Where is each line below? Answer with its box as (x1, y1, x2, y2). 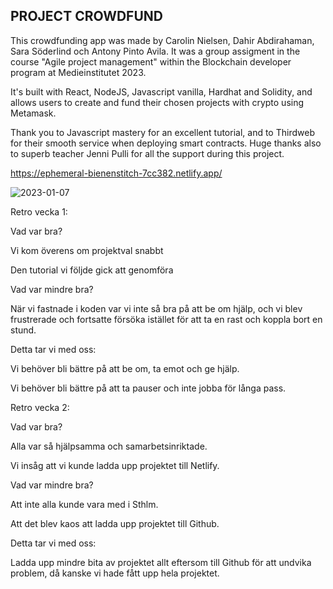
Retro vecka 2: (10, 401, 70, 413)
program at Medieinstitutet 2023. (10, 66, 147, 78)
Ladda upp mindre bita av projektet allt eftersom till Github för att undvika (10, 556, 312, 568)
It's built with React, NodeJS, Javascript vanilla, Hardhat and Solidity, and (10, 85, 313, 98)
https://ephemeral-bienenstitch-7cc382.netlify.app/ (10, 167, 223, 179)
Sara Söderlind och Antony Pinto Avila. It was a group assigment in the (10, 45, 301, 57)
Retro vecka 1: (10, 205, 68, 218)
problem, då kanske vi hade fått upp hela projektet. (10, 567, 220, 579)
